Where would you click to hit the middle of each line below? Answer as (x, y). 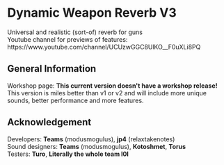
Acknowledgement (49, 122)
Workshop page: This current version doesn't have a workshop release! (112, 86)
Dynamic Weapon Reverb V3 (92, 13)
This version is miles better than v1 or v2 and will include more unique (107, 93)
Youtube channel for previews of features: (67, 39)
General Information (52, 69)
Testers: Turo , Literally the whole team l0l (68, 154)
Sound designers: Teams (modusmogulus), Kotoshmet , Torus (97, 146)
